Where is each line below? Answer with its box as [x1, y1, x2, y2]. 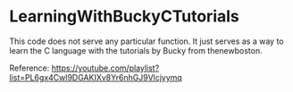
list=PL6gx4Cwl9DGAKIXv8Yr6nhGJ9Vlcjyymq [9, 71, 183, 82]
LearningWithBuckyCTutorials [9, 6, 239, 27]
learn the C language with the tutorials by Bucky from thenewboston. [9, 45, 263, 55]
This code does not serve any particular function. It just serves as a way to [9, 36, 284, 46]
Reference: [9, 63, 50, 73]
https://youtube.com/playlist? [51, 63, 160, 73]
